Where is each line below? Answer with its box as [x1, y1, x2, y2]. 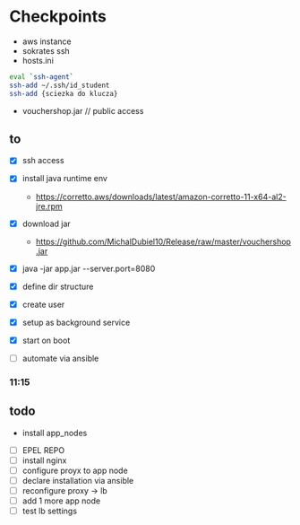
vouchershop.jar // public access [21, 105, 144, 116]
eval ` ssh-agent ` [9, 72, 74, 82]
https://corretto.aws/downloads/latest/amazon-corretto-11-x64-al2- [35, 191, 287, 202]
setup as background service [21, 317, 131, 328]
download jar [21, 218, 72, 229]
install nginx [21, 455, 67, 466]
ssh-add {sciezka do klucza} [9, 89, 118, 98]
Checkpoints [9, 6, 107, 27]
